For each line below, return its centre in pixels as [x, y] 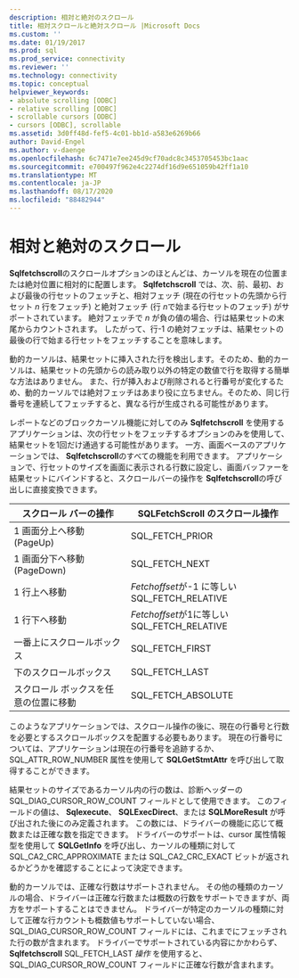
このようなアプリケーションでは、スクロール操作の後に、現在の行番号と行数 [149, 726]
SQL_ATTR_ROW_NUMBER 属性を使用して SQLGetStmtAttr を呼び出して [143, 760]
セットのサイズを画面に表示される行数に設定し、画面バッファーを [169, 467]
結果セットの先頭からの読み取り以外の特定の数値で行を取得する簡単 [165, 370]
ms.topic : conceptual [49, 84]
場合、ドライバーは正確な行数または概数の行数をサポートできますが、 [153, 898]
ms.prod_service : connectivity [67, 59]
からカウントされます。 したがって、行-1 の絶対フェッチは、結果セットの [150, 329]
